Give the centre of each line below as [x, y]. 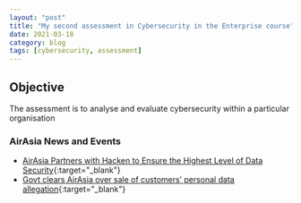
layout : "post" [38, 17]
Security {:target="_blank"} [71, 170]
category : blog [38, 42]
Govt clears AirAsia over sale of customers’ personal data [128, 180]
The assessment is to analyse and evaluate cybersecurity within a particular [149, 108]
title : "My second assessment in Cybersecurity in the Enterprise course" [152, 26]
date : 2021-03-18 [42, 34]
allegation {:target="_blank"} [74, 190]
